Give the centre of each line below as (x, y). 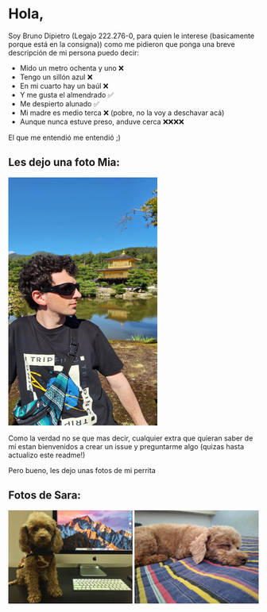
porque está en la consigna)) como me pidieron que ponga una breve (122, 44)
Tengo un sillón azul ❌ (56, 77)
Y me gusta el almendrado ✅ (67, 94)
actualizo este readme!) (47, 455)
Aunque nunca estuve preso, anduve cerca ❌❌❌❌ (102, 121)
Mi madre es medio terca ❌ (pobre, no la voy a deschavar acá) (122, 113)
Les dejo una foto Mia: (64, 162)
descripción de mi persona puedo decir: (74, 52)
